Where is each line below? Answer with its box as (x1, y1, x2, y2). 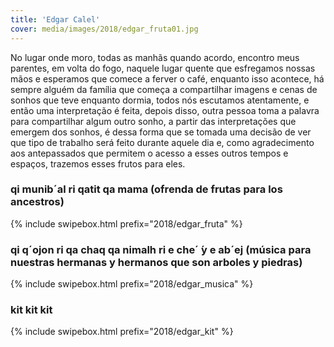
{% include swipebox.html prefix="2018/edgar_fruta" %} (10, 217, 243, 230)
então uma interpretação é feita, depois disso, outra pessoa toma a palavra (10, 104, 320, 116)
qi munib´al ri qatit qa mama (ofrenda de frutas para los (10, 182, 283, 196)
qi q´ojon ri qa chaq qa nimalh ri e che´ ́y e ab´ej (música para (10, 242, 312, 256)
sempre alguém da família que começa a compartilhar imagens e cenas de (10, 83, 318, 95)
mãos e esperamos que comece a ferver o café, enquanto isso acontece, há (10, 72, 325, 85)
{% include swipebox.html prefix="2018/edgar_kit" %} (10, 326, 234, 338)
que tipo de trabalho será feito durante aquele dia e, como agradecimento (10, 136, 315, 148)
